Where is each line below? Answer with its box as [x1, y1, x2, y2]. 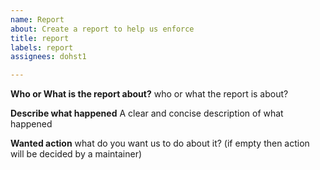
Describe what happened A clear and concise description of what [10, 107, 284, 120]
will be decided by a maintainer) [10, 148, 143, 160]
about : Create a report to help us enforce [10, 24, 195, 34]
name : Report [10, 14, 65, 25]
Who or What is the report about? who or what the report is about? [10, 88, 289, 100]
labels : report [10, 42, 74, 53]
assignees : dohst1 [10, 52, 87, 62]
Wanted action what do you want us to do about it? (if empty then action [10, 137, 310, 150]
